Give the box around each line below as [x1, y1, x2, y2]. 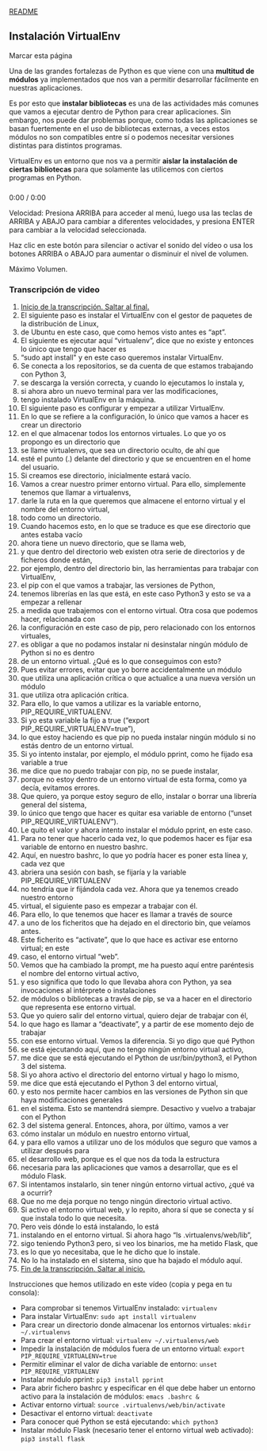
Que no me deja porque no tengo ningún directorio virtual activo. [20, 1197, 232, 1206]
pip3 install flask [20, 1435, 86, 1444]
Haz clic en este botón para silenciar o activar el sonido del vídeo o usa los [9, 240, 254, 249]
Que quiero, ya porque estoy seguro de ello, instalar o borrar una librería [20, 792, 257, 801]
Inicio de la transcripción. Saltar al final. [20, 302, 150, 312]
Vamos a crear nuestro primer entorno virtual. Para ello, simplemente [20, 480, 246, 489]
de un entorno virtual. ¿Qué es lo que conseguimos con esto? [20, 657, 222, 666]
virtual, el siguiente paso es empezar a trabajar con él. [20, 901, 198, 911]
